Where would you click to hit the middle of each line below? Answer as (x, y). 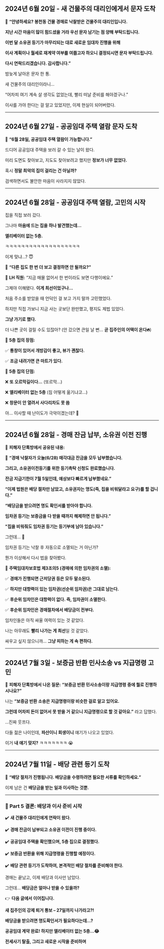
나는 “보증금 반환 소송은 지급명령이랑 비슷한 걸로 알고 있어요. (62, 701)
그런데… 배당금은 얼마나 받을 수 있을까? (42, 888)
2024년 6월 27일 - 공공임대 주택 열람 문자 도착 (71, 127)
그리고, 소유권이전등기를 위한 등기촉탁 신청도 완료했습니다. (60, 468)
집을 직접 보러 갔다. (23, 215)
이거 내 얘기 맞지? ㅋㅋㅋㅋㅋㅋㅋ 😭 (39, 743)
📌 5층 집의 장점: (20, 340)
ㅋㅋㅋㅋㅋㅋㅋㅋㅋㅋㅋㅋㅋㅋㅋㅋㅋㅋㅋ (42, 246)
